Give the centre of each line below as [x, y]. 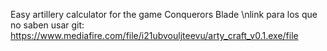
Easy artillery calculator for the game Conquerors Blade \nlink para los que [164, 14]
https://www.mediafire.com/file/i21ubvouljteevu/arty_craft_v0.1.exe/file [154, 35]
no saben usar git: [47, 25]
